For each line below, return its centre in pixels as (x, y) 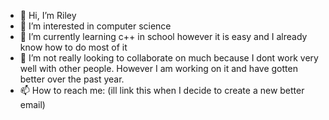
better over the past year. (72, 79)
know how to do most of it (73, 47)
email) (32, 104)
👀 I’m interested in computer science (95, 26)
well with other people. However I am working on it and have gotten (158, 68)
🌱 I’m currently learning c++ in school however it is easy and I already (163, 36)
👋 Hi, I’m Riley (48, 15)
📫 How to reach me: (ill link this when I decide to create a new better (162, 90)
